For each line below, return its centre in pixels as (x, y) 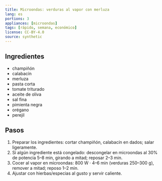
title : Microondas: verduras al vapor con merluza (57, 10)
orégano (20, 110)
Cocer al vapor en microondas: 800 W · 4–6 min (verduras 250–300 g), (83, 163)
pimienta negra (27, 104)
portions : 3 (17, 19)
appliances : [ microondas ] (31, 23)
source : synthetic (24, 37)
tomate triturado (28, 89)
